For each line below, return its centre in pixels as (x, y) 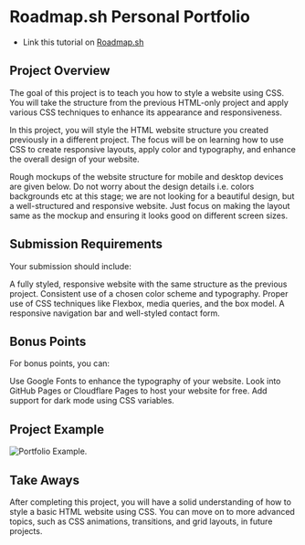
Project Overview (60, 71)
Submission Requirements (86, 244)
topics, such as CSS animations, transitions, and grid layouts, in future (141, 521)
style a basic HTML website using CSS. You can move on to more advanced (152, 512)
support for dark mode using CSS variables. (92, 401)
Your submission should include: (71, 266)
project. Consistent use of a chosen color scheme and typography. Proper (149, 293)
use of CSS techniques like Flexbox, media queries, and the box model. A (147, 303)
